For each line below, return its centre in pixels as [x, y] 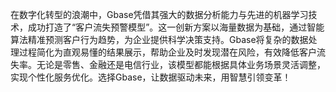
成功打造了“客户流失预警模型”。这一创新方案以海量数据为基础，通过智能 [176, 27]
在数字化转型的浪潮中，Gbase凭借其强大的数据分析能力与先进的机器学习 [159, 14]
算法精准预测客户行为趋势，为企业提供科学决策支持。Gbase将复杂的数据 [159, 39]
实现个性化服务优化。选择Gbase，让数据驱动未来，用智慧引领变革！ [151, 77]
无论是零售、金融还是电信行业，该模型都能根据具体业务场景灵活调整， [181, 64]
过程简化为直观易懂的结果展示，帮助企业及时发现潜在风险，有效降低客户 [167, 52]
